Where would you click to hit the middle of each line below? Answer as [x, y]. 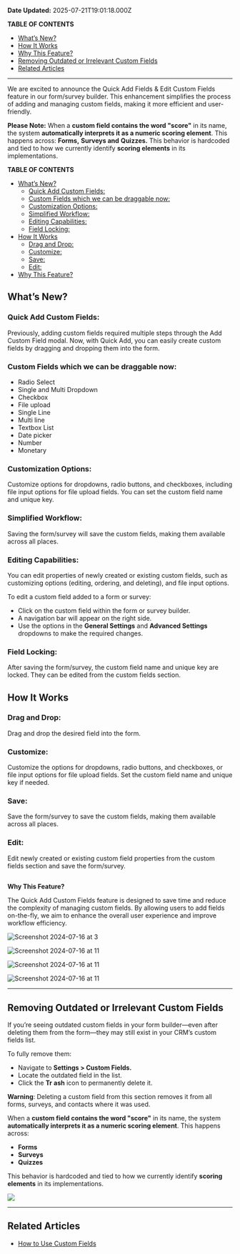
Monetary [32, 450]
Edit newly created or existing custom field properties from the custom [111, 858]
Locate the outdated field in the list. [70, 1075]
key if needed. [29, 783]
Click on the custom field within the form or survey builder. [104, 611]
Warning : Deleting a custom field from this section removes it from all [110, 1096]
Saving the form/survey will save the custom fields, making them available [116, 533]
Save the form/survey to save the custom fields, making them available [112, 816]
